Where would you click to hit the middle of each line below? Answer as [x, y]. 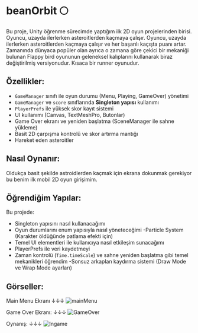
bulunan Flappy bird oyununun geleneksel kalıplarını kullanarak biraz [90, 56]
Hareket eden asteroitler [44, 140]
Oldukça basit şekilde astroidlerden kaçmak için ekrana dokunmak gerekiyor [99, 173]
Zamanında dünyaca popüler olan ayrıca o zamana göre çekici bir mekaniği [98, 50]
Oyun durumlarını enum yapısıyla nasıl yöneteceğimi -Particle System [99, 230]
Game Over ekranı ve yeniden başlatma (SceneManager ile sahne [94, 121]
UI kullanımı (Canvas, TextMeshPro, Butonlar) [70, 115]
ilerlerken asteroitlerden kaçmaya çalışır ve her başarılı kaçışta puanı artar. [96, 44]
